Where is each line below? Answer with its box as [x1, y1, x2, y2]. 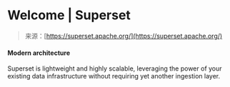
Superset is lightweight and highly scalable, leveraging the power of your [7, 64, 223, 73]
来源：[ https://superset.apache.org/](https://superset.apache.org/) [24, 31, 223, 40]
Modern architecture [7, 48, 70, 57]
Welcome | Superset [7, 7, 131, 24]
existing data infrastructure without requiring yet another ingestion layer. [7, 72, 220, 81]
